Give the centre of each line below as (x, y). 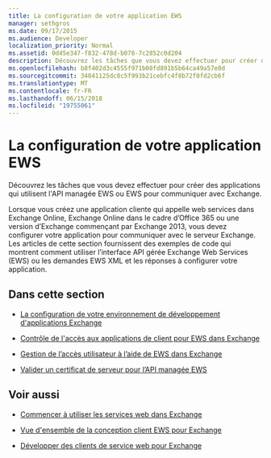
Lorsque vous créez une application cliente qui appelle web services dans (131, 210)
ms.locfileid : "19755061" (52, 106)
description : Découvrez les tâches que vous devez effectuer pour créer (133, 61)
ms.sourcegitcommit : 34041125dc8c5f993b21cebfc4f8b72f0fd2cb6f (117, 76)
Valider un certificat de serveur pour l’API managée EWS (113, 369)
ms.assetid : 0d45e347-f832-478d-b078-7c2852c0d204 (95, 53)
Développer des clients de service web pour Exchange (111, 445)
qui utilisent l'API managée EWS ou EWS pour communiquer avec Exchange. (135, 194)
